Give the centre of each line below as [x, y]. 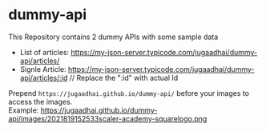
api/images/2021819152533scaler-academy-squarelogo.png [108, 118]
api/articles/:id [44, 77]
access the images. [40, 101]
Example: [24, 110]
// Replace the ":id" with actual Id [124, 77]
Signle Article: [43, 69]
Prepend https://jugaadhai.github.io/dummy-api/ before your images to [129, 93]
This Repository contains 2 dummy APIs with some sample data [113, 37]
